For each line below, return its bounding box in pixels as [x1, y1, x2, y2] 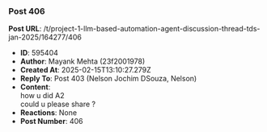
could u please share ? [19, 99, 96, 109]
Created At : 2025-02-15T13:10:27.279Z [19, 65, 151, 75]
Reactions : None [19, 108, 78, 118]
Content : [19, 82, 51, 92]
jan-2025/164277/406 [8, 32, 83, 42]
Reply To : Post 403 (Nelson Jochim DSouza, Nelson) [19, 74, 197, 84]
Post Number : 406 [19, 117, 83, 126]
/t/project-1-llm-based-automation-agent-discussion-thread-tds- [43, 24, 261, 34]
